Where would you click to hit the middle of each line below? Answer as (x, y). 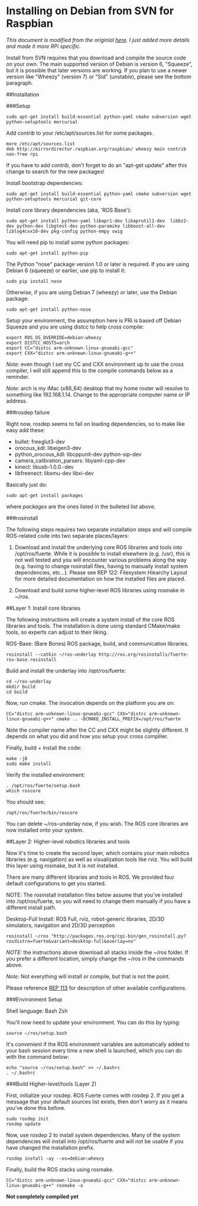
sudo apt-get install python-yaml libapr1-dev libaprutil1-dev (86, 221)
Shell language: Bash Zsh (37, 1011)
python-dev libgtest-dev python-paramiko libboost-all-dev (91, 226)
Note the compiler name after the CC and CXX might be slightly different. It (97, 730)
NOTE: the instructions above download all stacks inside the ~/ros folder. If (97, 952)
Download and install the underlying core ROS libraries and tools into (98, 547)
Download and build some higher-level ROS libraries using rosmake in (100, 590)
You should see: (26, 802)
